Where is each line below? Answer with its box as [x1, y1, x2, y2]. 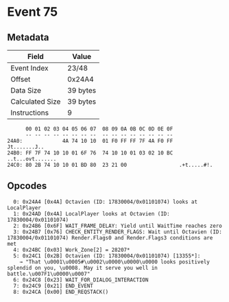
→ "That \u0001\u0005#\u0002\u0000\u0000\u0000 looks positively [19, 258, 210, 265]
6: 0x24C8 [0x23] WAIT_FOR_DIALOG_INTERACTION [13, 276, 149, 283]
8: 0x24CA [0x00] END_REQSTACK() [13, 288, 109, 295]
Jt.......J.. [7, 143, 45, 150]
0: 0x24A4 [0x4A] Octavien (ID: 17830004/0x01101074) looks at [13, 198, 197, 205]
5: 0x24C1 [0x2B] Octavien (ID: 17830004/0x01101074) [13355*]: [13, 252, 201, 259]
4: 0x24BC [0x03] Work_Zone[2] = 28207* [13, 246, 130, 253]
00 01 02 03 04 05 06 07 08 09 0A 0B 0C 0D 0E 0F [25, 126, 173, 132]
